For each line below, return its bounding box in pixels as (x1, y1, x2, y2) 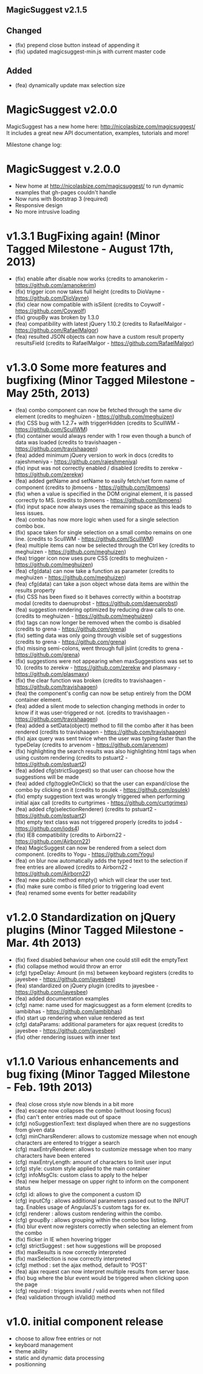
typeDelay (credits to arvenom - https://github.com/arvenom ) (15, 741, 168, 748)
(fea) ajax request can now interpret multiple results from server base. (15, 1267, 191, 1275)
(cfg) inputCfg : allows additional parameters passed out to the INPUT (15, 1196, 190, 1204)
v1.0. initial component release (6, 1315, 164, 1329)
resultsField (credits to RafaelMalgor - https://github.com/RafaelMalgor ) (15, 339, 195, 347)
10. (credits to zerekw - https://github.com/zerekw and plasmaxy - (15, 663, 181, 671)
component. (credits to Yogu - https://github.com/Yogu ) (15, 851, 155, 858)
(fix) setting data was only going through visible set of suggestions (15, 631, 182, 639)
